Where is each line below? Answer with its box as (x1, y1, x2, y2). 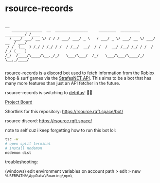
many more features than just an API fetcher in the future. (5, 80, 121, 86)
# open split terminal (5, 141, 51, 146)
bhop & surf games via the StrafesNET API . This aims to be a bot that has (5, 75, 152, 81)
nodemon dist (5, 150, 32, 155)
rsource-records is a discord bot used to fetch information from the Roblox (5, 70, 155, 76)
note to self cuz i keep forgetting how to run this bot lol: (5, 127, 116, 133)
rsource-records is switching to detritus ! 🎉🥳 (5, 89, 92, 95)
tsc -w (5, 136, 18, 141)
